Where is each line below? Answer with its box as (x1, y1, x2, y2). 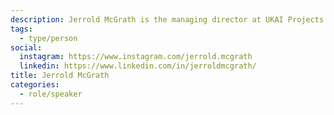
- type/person (19, 33, 78, 43)
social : (10, 42, 43, 53)
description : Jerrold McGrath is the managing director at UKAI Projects (10, 14, 325, 25)
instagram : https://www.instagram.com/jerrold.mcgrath (19, 52, 253, 62)
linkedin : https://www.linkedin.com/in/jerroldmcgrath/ (19, 61, 257, 71)
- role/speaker (19, 89, 83, 99)
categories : (10, 80, 60, 90)
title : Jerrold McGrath (10, 71, 110, 81)
